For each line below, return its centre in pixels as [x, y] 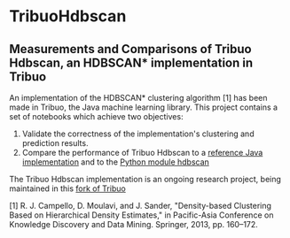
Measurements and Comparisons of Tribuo [130, 49]
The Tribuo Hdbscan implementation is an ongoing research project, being [145, 179]
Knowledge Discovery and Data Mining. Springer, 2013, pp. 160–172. [134, 224]
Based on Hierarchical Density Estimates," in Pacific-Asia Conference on [141, 215]
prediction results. [55, 143]
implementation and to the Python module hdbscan [116, 162]
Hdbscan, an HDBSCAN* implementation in [131, 62]
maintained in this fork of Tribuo [67, 188]
